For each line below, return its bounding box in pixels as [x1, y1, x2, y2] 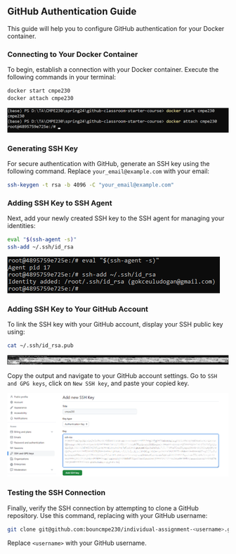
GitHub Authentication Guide [7, 6, 137, 18]
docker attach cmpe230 [7, 94, 74, 101]
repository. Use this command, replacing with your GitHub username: [7, 511, 208, 520]
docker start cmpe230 [7, 87, 71, 94]
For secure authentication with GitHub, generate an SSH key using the [7, 159, 210, 168]
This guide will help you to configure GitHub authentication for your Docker [7, 24, 225, 32]
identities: [7, 222, 36, 230]
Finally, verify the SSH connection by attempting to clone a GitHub [7, 503, 199, 512]
